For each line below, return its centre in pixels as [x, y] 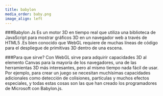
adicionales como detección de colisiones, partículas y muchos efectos [77, 78]
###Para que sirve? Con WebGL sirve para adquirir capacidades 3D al [76, 58]
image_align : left [24, 19]
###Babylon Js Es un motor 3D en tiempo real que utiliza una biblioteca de [80, 33]
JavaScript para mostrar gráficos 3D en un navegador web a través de [76, 38]
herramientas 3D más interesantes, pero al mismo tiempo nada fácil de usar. [82, 68]
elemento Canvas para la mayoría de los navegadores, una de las [71, 63]
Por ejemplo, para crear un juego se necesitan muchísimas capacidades [78, 73]
